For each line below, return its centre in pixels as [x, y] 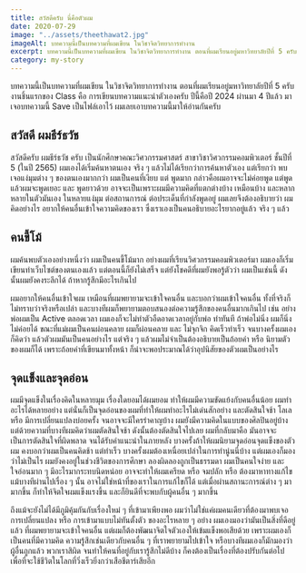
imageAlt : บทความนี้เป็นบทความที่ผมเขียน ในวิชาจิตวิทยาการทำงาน [103, 43]
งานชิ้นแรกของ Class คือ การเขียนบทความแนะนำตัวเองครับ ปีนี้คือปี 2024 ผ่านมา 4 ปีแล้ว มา [151, 96]
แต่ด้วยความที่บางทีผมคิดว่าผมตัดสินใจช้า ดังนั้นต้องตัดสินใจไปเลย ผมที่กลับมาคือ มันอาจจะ [143, 430]
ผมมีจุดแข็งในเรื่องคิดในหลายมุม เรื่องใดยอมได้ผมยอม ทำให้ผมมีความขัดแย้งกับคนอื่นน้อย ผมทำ [151, 400]
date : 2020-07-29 [43, 26]
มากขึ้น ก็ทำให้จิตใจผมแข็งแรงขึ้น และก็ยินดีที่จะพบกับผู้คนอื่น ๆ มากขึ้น [114, 492]
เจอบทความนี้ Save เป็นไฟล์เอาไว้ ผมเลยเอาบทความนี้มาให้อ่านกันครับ [116, 106]
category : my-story [47, 60]
